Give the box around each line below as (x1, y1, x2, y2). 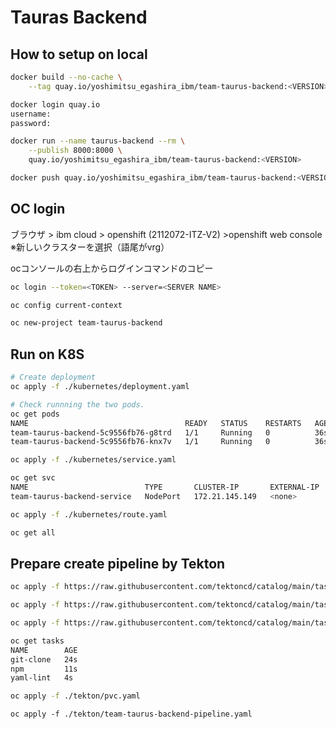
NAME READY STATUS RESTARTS (10, 418, 302, 428)
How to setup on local (10, 46, 148, 63)
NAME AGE (10, 645, 78, 655)
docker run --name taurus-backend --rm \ (10, 136, 186, 146)
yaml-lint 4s (10, 673, 74, 683)
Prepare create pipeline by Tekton (10, 555, 226, 572)
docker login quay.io (10, 99, 101, 110)
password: (10, 118, 52, 128)
